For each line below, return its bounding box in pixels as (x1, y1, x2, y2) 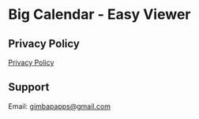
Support (8, 80, 50, 94)
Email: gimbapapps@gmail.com (8, 101, 111, 111)
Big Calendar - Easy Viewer (8, 6, 191, 24)
